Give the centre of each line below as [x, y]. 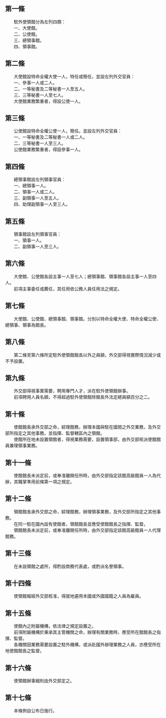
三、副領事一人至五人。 [38, 198]
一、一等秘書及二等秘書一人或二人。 [50, 137]
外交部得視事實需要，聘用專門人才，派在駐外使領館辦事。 [72, 391]
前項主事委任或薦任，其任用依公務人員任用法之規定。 [68, 289]
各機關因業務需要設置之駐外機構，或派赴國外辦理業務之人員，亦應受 [83, 645]
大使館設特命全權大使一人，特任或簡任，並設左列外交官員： [74, 76]
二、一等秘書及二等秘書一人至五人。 [50, 89]
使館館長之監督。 [27, 651]
